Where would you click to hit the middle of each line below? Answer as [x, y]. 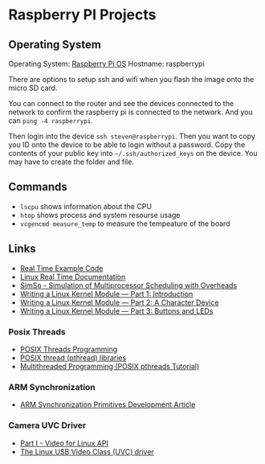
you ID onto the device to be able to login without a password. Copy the [127, 145]
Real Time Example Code [61, 268]
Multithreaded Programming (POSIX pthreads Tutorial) [110, 366]
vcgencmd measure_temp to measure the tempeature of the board [125, 224]
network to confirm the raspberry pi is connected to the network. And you [130, 112]
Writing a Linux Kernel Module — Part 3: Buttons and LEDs [116, 310]
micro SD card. [33, 88]
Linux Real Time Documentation [73, 277]
